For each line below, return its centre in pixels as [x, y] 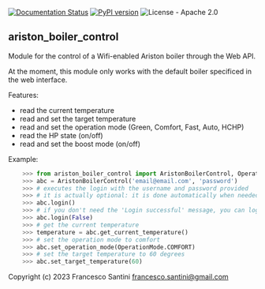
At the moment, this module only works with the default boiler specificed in [130, 71]
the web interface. [38, 80]
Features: [24, 95]
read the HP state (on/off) [62, 135]
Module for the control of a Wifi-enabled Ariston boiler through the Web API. [132, 56]
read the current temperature [67, 110]
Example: [23, 159]
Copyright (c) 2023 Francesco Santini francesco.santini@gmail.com [118, 277]
